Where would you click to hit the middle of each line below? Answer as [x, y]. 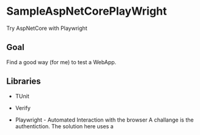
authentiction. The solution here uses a [64, 126]
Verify [23, 108]
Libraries [24, 82]
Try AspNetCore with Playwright [47, 28]
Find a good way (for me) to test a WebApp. [61, 62]
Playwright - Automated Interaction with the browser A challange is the [104, 120]
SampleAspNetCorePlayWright [87, 11]
